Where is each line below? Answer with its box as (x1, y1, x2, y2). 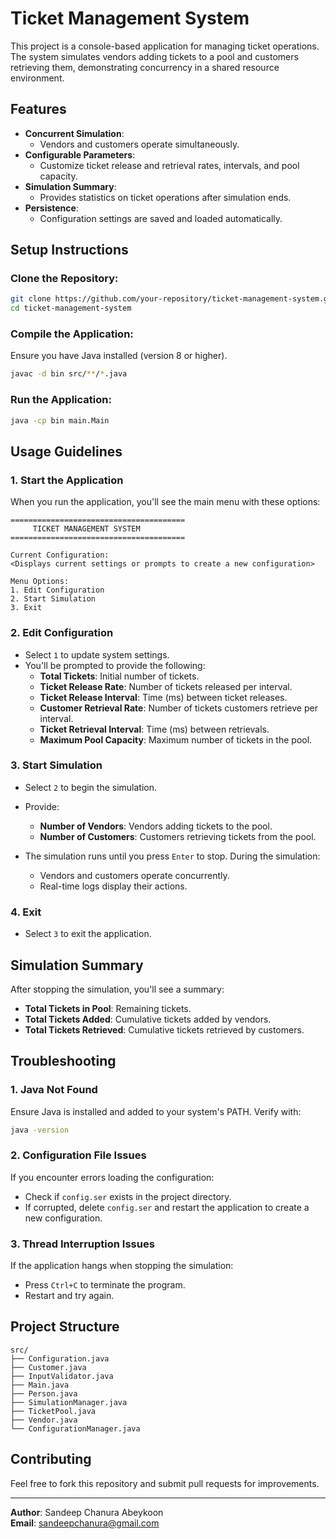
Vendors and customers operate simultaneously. (39, 138, 240, 150)
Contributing (10, 1451, 92, 1468)
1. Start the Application (10, 473, 124, 487)
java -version (10, 1125, 70, 1135)
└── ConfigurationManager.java (10, 1423, 141, 1434)
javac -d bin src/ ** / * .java (10, 369, 128, 379)
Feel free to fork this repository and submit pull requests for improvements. (10, 1477, 320, 1489)
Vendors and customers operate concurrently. (39, 869, 230, 881)
